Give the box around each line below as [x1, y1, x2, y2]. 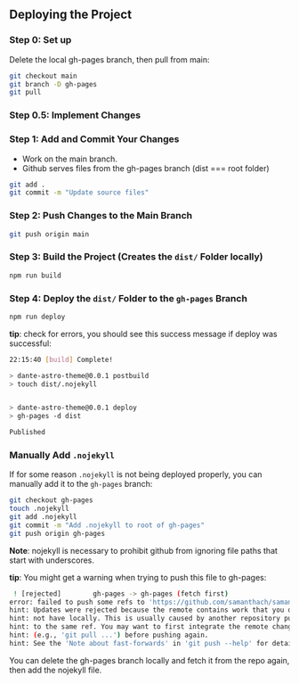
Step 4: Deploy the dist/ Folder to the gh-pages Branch [9, 292, 247, 304]
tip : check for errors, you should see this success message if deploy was [9, 328, 278, 339]
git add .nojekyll [9, 513, 77, 522]
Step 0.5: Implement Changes [9, 109, 141, 121]
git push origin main [9, 229, 90, 239]
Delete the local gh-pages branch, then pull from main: [9, 54, 211, 65]
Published [9, 428, 46, 437]
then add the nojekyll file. [9, 664, 102, 675]
